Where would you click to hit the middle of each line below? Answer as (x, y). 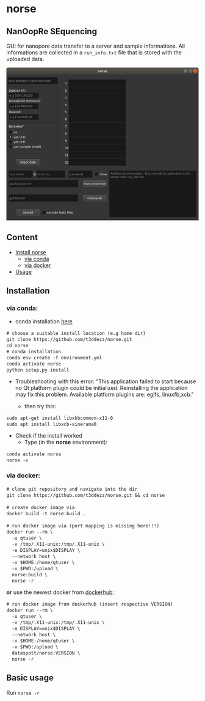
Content (22, 237)
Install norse (31, 252)
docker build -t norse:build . (46, 513)
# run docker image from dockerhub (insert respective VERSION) (90, 604)
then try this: (40, 406)
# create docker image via (41, 507)
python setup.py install (38, 370)
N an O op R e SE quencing (52, 31)
